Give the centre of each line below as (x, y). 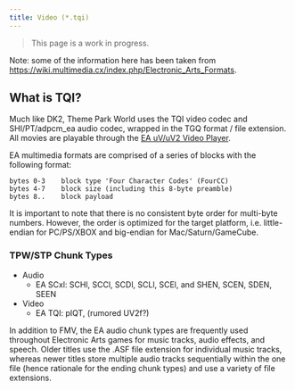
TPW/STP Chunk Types (61, 255)
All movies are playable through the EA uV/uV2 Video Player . (120, 138)
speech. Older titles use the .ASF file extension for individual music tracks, (146, 349)
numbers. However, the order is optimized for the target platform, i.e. (135, 223)
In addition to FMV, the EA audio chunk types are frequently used (129, 330)
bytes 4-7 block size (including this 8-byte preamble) (121, 189)
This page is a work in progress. (90, 43)
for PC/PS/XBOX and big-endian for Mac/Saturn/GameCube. (147, 232)
